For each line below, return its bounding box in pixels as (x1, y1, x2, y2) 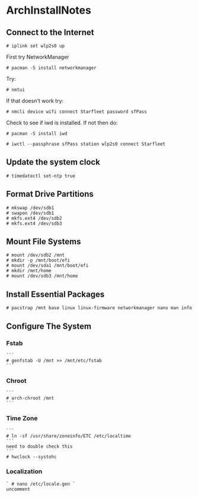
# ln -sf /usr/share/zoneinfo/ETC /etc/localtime (6, 433, 132, 439)
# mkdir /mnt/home (6, 268, 52, 274)
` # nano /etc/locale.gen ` (6, 481, 76, 487)
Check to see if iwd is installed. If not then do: (6, 119, 118, 126)
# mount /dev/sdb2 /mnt (6, 252, 65, 259)
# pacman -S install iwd (6, 131, 68, 137)
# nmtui (6, 87, 25, 93)
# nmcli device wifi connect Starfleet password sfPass (6, 109, 147, 115)
